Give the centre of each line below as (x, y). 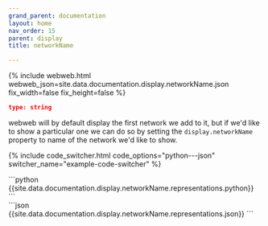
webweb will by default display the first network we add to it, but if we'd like (134, 123)
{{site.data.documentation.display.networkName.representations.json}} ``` (131, 214)
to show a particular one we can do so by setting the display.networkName (131, 131)
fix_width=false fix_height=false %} (67, 92)
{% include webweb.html (49, 76)
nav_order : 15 (32, 31)
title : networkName (41, 46)
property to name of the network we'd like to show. (93, 140)
